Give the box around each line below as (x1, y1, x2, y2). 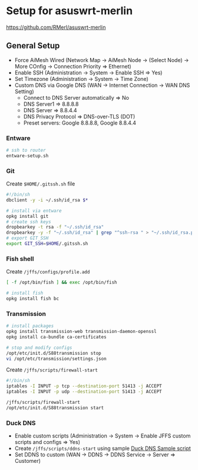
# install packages (6, 323, 54, 329)
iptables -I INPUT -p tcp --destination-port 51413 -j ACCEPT (6, 383, 162, 389)
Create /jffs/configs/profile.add (6, 268, 90, 275)
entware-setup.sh (6, 152, 49, 159)
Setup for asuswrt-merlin (6, 4, 133, 18)
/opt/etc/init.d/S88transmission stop (6, 350, 101, 356)
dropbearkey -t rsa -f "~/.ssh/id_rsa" (6, 224, 104, 230)
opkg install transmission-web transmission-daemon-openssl (6, 329, 157, 335)
